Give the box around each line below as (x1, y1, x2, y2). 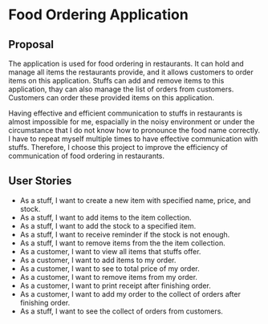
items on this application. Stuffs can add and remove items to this (8, 76, 225, 85)
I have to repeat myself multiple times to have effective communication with (8, 134, 258, 144)
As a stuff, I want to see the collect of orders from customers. (19, 306, 223, 316)
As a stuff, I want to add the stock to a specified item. (19, 221, 197, 230)
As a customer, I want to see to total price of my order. (19, 263, 201, 273)
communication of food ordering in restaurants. (8, 151, 165, 160)
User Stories (8, 174, 72, 188)
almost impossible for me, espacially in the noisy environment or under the (8, 117, 255, 126)
